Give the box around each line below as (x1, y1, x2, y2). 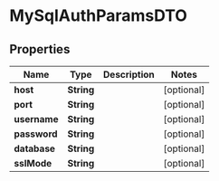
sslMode (14, 157, 52, 169)
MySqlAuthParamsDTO (9, 5, 188, 26)
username (14, 113, 59, 125)
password (14, 128, 58, 140)
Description (102, 69, 156, 81)
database (14, 142, 56, 155)
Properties (9, 42, 71, 57)
